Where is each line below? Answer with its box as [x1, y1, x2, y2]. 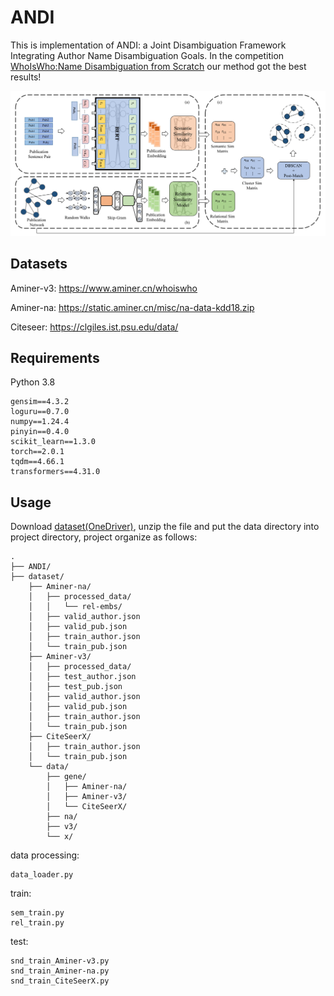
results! [10, 71, 42, 83]
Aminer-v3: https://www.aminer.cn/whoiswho [10, 282, 198, 294]
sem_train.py [10, 908, 65, 918]
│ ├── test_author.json [28, 672, 137, 682]
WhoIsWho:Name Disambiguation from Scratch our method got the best [10, 60, 307, 72]
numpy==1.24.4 [10, 417, 70, 427]
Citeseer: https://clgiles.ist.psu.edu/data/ [10, 321, 179, 333]
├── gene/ [46, 772, 87, 782]
